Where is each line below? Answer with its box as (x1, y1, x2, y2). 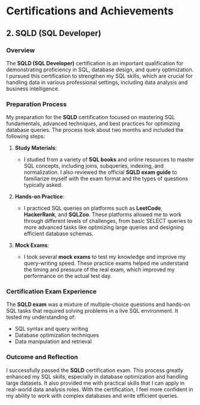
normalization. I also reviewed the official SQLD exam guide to (23, 169, 177, 176)
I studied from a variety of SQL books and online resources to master (23, 156, 195, 163)
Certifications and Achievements (6, 4, 174, 18)
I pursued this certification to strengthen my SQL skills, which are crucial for (6, 72, 193, 79)
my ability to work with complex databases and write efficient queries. (6, 392, 179, 399)
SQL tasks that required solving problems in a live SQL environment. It (6, 307, 179, 315)
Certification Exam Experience (6, 288, 97, 296)
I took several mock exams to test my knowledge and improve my (23, 253, 186, 261)
